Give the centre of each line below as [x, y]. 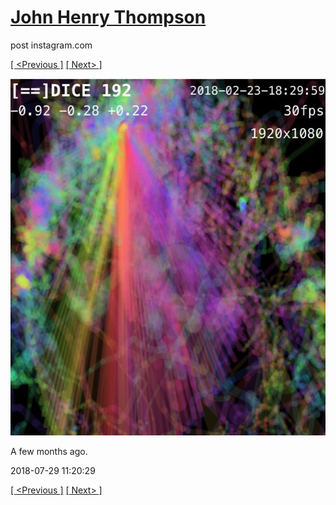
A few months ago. [49, 451]
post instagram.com [51, 45]
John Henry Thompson [108, 17]
